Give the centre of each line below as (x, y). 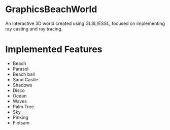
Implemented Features (54, 50)
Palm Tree (23, 106)
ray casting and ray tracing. (34, 28)
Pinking (21, 117)
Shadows (22, 85)
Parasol (21, 69)
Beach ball (24, 74)
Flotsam (21, 122)
